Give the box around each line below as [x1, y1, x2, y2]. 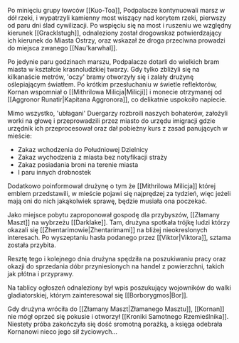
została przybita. [7, 241, 57, 249]
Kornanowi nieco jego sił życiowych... [7, 327, 118, 336]
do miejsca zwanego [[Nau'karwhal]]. [7, 44, 118, 52]
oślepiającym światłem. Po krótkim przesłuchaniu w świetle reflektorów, [7, 80, 218, 88]
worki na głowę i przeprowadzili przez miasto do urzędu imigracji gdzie [7, 116, 216, 125]
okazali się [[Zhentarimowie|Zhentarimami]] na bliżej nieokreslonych [7, 226, 208, 234]
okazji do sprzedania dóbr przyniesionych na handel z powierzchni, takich [7, 262, 225, 271]
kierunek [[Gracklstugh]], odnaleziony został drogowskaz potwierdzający [7, 28, 222, 37]
